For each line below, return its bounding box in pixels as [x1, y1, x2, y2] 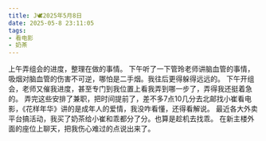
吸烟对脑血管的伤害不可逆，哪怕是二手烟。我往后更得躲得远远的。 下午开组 [8, 74, 255, 84]
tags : [8, 26, 26, 34]
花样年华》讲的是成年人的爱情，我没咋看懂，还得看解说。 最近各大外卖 [25, 104, 258, 114]
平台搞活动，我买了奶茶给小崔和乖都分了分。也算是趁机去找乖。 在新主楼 [8, 114, 248, 123]
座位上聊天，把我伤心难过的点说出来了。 [22, 124, 155, 134]
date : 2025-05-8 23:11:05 [8, 19, 94, 27]
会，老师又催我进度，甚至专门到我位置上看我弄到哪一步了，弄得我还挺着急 [8, 84, 252, 94]
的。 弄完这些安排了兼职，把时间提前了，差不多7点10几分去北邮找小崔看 [8, 94, 245, 104]
